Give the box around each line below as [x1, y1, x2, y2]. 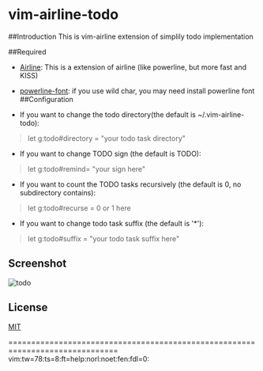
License [8, 301, 48, 314]
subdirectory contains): [19, 187, 96, 197]
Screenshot [8, 257, 67, 271]
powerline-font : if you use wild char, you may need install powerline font [19, 85, 255, 96]
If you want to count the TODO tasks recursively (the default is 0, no [19, 180, 242, 189]
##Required [8, 47, 47, 56]
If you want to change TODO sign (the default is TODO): [19, 149, 201, 158]
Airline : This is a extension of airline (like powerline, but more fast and [19, 62, 247, 72]
